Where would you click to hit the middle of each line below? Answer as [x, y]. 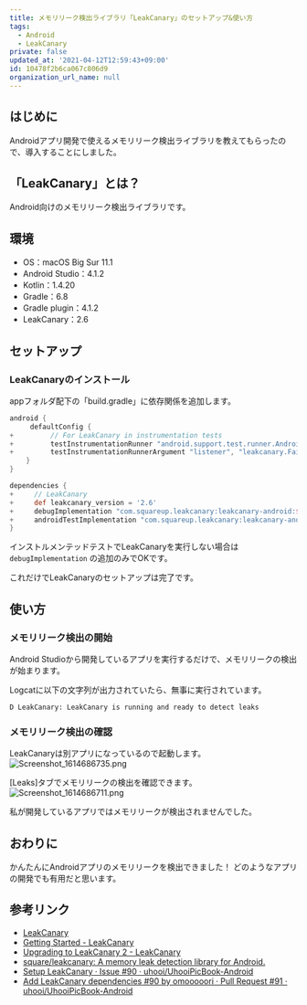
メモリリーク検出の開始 [61, 638]
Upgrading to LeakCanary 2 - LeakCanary [101, 952]
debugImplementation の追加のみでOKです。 [91, 558]
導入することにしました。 [73, 152]
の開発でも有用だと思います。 [65, 879]
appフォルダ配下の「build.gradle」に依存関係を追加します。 [122, 401]
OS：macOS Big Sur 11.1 [68, 262]
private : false [38, 52]
